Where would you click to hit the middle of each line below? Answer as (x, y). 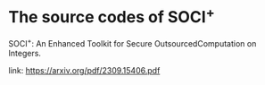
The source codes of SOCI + (112, 16)
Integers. (25, 53)
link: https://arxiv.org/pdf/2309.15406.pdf (84, 70)
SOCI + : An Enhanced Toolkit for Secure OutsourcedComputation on (132, 42)
